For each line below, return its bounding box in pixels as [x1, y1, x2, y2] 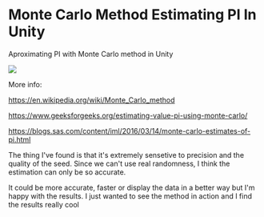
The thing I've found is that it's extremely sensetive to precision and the [8, 150, 245, 159]
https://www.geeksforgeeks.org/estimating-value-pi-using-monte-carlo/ [8, 111, 248, 120]
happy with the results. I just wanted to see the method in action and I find [8, 191, 253, 201]
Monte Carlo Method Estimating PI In [8, 6, 258, 24]
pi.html [8, 135, 31, 144]
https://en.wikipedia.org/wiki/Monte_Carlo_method [8, 94, 175, 105]
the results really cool [8, 199, 80, 209]
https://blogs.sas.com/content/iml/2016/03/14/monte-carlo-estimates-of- [8, 126, 251, 135]
